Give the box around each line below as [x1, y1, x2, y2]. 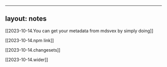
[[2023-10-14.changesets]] [5, 47, 61, 53]
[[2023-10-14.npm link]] [5, 37, 54, 43]
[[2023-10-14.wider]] [5, 57, 48, 63]
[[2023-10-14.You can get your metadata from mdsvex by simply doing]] [5, 28, 154, 34]
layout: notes [5, 14, 47, 23]
